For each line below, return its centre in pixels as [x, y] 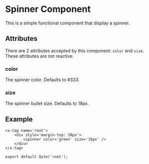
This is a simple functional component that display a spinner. [67, 23]
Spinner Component [48, 9]
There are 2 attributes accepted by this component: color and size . [75, 50]
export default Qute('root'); [37, 157]
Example [19, 119]
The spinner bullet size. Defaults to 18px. [47, 104]
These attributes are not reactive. [39, 56]
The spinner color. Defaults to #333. [42, 80]
